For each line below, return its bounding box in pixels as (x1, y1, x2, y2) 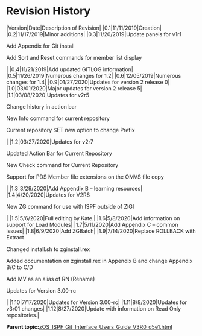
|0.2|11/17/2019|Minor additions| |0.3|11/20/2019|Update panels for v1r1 (6, 30, 182, 37)
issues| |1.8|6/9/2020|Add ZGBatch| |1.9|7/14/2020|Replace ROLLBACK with (6, 227, 196, 235)
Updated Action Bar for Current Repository (6, 150, 113, 157)
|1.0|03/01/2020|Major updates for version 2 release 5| (6, 84, 143, 92)
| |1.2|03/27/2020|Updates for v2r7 (6, 138, 93, 145)
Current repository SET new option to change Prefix (6, 126, 135, 133)
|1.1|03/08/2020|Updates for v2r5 (6, 91, 89, 98)
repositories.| (6, 311, 39, 319)
